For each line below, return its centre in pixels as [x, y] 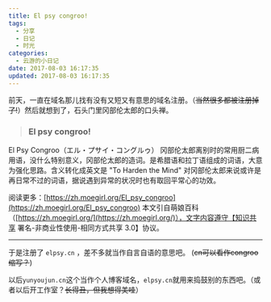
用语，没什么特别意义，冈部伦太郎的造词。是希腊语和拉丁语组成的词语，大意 [135, 160]
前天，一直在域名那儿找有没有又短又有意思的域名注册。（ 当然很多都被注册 [130, 100]
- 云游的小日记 [38, 61]
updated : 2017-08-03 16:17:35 [59, 76]
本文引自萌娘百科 [171, 208]
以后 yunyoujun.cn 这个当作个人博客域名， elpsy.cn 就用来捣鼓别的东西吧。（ [131, 279]
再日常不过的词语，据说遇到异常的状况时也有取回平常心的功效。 [114, 180]
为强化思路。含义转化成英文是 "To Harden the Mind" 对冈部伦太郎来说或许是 [135, 170]
